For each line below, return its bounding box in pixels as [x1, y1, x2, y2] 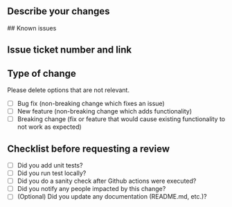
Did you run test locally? [17, 169, 87, 177]
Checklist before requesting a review [7, 143, 170, 154]
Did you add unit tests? [17, 161, 83, 170]
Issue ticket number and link [7, 44, 132, 56]
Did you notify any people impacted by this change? [17, 185, 166, 193]
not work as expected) [17, 123, 82, 131]
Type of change [7, 67, 76, 79]
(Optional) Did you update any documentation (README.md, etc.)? [17, 192, 207, 201]
